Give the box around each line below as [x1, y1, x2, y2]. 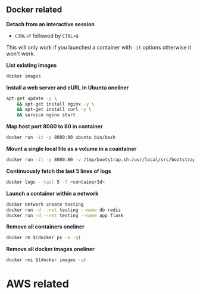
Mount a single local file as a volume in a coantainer [6, 146, 137, 153]
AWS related [6, 277, 70, 291]
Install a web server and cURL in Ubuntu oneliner [6, 83, 129, 91]
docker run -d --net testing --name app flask [6, 212, 124, 218]
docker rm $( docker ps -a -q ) [6, 235, 82, 241]
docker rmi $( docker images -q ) [6, 257, 86, 263]
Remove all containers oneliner [6, 223, 85, 230]
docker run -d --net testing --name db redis [6, 207, 121, 213]
